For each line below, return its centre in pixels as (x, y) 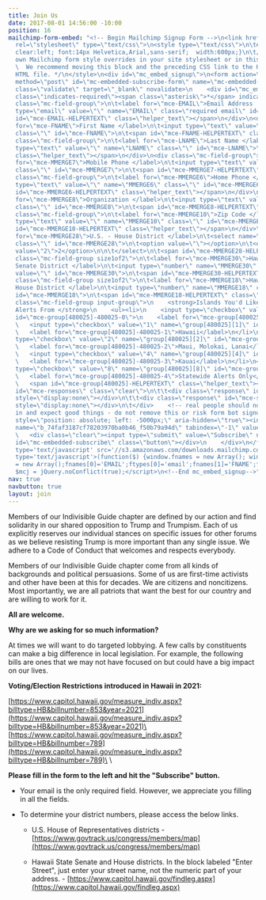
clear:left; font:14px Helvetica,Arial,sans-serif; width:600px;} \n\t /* (139, 52)
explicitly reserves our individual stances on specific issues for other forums (133, 533)
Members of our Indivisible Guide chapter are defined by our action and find (132, 516)
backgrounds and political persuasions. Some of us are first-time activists (128, 574)
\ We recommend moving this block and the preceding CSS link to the (134, 67)
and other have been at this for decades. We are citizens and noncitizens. (128, 582)
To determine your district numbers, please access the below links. (129, 814)
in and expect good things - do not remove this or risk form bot (127, 413)
